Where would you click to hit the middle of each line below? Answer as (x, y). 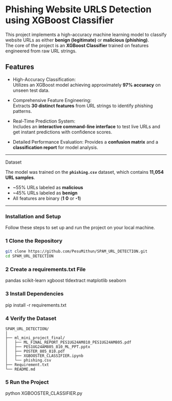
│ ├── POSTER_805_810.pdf (35, 351)
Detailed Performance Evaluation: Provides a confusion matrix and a (85, 142)
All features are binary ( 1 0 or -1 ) (47, 198)
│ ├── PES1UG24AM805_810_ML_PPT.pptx (48, 347)
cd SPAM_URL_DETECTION (29, 256)
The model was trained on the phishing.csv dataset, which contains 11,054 (84, 172)
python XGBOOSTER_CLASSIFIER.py (44, 393)
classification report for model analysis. (55, 147)
